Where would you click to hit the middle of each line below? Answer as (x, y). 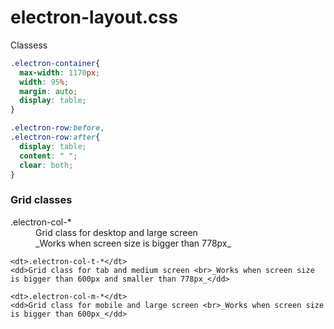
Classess (29, 45)
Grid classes (41, 200)
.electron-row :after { (55, 137)
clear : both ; (46, 165)
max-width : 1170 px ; (60, 72)
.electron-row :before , (57, 128)
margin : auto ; (48, 91)
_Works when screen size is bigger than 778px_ (133, 243)
